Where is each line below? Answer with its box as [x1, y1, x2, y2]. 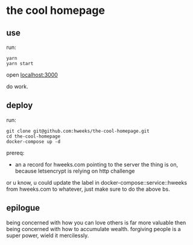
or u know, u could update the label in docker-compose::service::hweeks [6, 179, 188, 186]
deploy [6, 100, 33, 110]
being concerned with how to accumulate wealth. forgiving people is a [6, 225, 181, 232]
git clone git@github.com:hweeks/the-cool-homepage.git [6, 128, 150, 134]
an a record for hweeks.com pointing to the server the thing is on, [14, 161, 179, 168]
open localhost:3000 [6, 71, 59, 78]
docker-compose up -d [6, 138, 61, 145]
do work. [6, 83, 28, 90]
